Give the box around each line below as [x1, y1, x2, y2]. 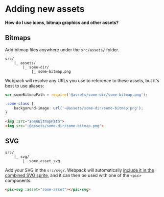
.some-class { [5, 101, 34, 106]
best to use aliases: [5, 83, 44, 88]
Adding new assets [5, 3, 85, 15]
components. [5, 177, 32, 183]
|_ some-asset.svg [23, 158, 60, 163]
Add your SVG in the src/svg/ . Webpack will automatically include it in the [5, 167, 154, 173]
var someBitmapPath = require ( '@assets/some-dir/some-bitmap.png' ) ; [5, 92, 148, 97]
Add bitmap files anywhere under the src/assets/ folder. [5, 46, 119, 52]
